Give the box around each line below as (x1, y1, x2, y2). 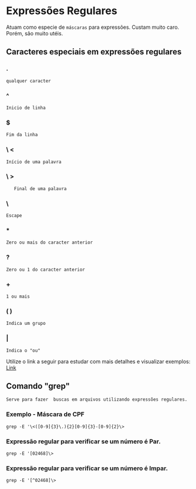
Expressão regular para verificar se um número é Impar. (6, 464, 168, 472)
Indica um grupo (6, 321, 46, 327)
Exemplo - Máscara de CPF (6, 410, 85, 418)
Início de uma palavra (6, 159, 62, 165)
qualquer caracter (6, 78, 51, 84)
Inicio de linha (6, 105, 46, 111)
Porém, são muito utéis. (6, 29, 63, 36)
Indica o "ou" (6, 347, 41, 354)
